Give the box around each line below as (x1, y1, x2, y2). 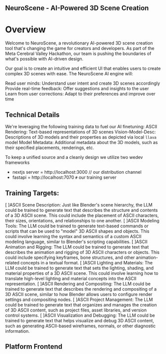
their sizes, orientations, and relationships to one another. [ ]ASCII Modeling (5, 217, 160, 223)
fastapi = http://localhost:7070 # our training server (12, 174, 116, 180)
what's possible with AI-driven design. (5, 56, 84, 62)
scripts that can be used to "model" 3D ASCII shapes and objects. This (5, 228, 150, 234)
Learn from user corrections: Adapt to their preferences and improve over (5, 91, 156, 97)
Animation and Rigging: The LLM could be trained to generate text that (5, 244, 149, 250)
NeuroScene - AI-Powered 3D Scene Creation (5, 4, 149, 12)
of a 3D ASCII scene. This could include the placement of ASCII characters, (5, 212, 159, 218)
